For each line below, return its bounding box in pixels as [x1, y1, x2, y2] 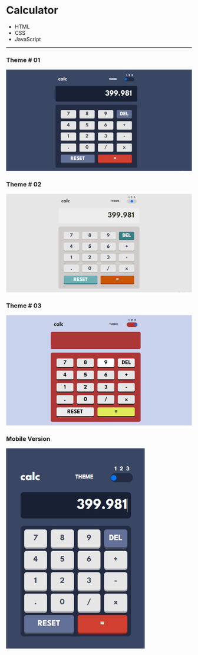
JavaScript [14, 35, 41, 42]
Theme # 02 [6, 180, 42, 188]
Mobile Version [6, 434, 51, 443]
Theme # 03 [6, 302, 42, 310]
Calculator [6, 4, 58, 17]
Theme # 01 [6, 55, 40, 64]
